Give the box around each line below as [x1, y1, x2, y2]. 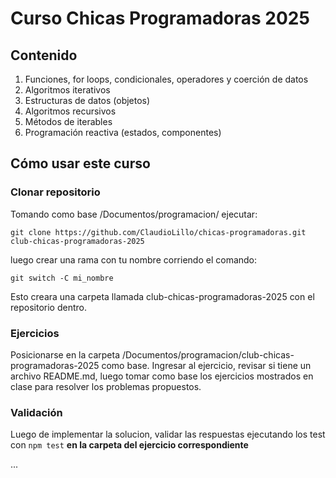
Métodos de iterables [24, 116, 113, 127]
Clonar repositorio [10, 185, 101, 199]
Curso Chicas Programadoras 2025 [10, 7, 310, 30]
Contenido [10, 47, 78, 64]
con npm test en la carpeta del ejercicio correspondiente [10, 439, 249, 451]
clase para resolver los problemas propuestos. [10, 380, 202, 392]
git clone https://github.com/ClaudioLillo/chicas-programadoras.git [10, 227, 307, 237]
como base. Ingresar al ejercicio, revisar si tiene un [101, 359, 312, 371]
